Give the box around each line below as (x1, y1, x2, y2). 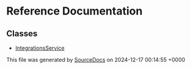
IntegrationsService (15, 44, 65, 51)
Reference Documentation (6, 4, 143, 18)
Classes (6, 28, 38, 39)
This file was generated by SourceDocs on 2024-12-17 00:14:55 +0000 (6, 56, 186, 63)
